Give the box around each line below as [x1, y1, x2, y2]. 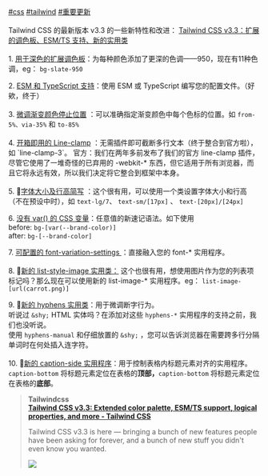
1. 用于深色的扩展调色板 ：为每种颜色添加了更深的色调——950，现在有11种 [8, 54, 251, 63]
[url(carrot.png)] [8, 285, 70, 293]
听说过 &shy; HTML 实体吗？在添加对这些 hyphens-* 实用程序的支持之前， [8, 310, 250, 319]
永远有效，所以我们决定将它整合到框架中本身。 [29, 168, 184, 178]
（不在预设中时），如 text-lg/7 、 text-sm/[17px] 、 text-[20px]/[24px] [8, 197, 244, 206]
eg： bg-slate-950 [22, 64, 83, 74]
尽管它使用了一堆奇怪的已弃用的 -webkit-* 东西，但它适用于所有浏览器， [8, 158, 248, 167]
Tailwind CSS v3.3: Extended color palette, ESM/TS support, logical [27, 403, 258, 412]
